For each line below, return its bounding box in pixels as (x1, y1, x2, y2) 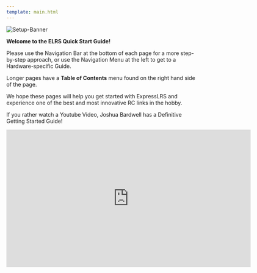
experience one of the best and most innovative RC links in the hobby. (6, 99, 183, 106)
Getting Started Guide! (6, 117, 63, 125)
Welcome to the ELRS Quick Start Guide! (6, 37, 111, 45)
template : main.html (6, 9, 59, 15)
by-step (6, 56, 26, 63)
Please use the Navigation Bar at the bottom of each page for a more (6, 49, 179, 57)
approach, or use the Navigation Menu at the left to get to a (27, 56, 176, 63)
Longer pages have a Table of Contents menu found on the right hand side (6, 74, 195, 81)
